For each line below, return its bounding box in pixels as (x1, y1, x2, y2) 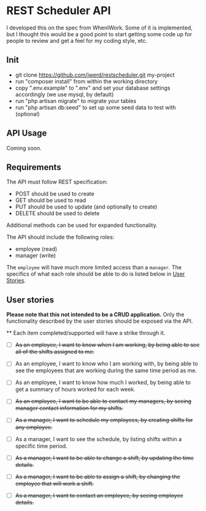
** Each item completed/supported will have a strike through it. (6, 329, 166, 337)
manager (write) (15, 252, 56, 259)
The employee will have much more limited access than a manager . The (6, 264, 182, 271)
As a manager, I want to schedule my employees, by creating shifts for (15, 417, 193, 424)
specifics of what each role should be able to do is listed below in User (6, 271, 185, 278)
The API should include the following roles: (6, 234, 115, 241)
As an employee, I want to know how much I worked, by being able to (15, 378, 191, 386)
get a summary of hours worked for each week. (15, 386, 136, 393)
